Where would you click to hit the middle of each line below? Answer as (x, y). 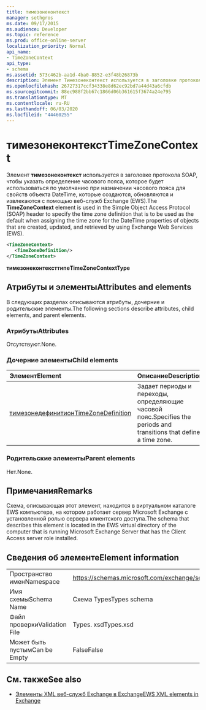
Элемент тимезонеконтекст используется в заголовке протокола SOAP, (102, 175)
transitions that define (169, 432)
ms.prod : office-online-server (46, 40)
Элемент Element (36, 376)
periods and (154, 425)
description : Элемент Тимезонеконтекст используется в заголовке (91, 80)
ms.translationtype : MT (37, 97)
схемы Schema (31, 600)
